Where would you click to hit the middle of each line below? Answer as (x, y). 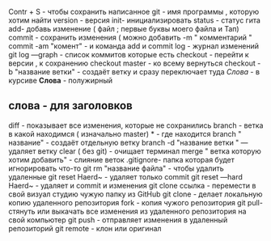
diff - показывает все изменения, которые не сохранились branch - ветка (136, 125)
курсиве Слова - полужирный (61, 80)
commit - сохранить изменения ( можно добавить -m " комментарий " (130, 37)
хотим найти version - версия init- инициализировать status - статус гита (135, 20)
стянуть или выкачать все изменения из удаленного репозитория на (127, 211)
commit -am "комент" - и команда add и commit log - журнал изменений (134, 46)
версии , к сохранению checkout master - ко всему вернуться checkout (132, 63)
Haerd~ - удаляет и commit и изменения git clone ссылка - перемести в (132, 185)
